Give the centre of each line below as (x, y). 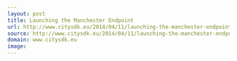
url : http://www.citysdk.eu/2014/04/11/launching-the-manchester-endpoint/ (121, 27)
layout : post (26, 14)
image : (17, 46)
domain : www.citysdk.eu (42, 40)
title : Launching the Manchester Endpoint (71, 20)
